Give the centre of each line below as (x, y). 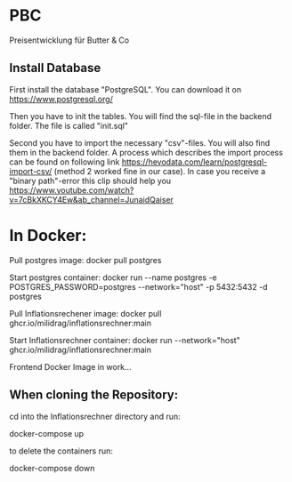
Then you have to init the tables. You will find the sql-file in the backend (141, 116)
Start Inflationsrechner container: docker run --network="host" (125, 340)
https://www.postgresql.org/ (61, 99)
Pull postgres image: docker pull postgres (85, 260)
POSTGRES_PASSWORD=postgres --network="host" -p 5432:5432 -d (138, 286)
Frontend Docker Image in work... (70, 366)
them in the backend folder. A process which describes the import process (146, 152)
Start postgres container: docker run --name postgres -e (114, 277)
